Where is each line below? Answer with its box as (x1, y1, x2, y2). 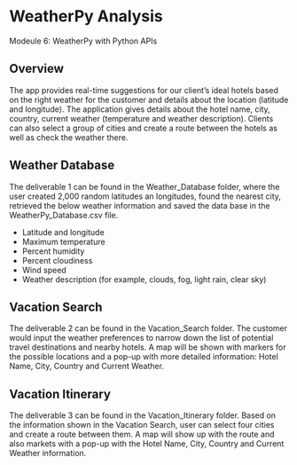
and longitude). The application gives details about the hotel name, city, (9, 104, 270, 114)
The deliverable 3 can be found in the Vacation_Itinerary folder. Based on (9, 410, 277, 421)
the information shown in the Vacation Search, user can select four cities (9, 420, 275, 430)
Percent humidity (21, 246, 85, 256)
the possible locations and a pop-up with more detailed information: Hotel (9, 351, 279, 362)
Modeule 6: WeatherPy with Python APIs (9, 35, 158, 46)
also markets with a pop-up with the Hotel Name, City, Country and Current (9, 438, 285, 449)
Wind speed (21, 264, 66, 275)
